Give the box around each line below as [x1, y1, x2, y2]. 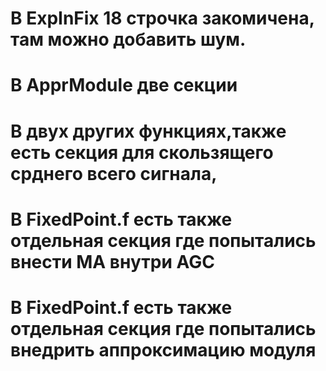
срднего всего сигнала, [10, 162, 218, 185]
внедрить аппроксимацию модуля [10, 338, 317, 361]
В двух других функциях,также [10, 120, 287, 142]
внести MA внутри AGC [10, 250, 215, 273]
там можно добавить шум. [10, 28, 247, 51]
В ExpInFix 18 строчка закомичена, [10, 7, 315, 30]
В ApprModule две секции [10, 74, 238, 97]
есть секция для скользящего [10, 141, 274, 164]
